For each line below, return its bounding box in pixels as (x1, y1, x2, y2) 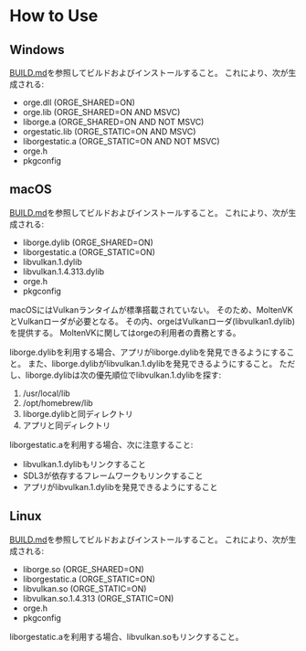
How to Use (9, 5, 99, 27)
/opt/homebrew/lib (22, 397, 93, 408)
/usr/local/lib (22, 388, 70, 399)
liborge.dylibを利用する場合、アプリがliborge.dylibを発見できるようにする (9, 347, 287, 358)
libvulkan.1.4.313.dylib (22, 266, 105, 277)
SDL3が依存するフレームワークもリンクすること (22, 470, 204, 481)
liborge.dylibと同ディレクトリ (22, 408, 134, 419)
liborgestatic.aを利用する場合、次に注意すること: (9, 439, 194, 450)
